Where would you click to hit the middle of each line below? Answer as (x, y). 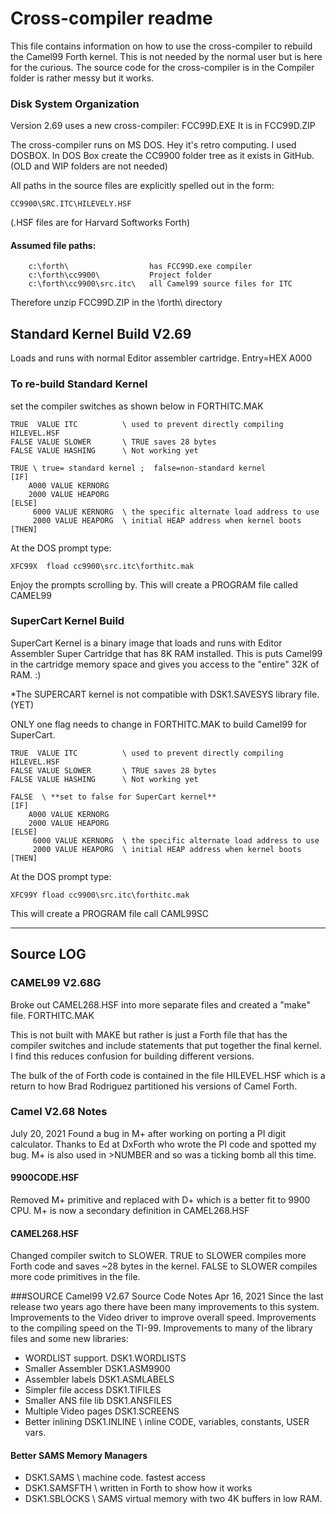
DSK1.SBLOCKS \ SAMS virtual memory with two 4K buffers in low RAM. (173, 1499)
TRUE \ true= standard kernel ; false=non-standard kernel (138, 468)
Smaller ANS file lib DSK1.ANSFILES (98, 1401)
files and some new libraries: (69, 1339)
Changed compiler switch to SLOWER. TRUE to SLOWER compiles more (158, 1256)
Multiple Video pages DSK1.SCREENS (102, 1411)
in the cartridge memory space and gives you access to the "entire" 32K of (165, 664)
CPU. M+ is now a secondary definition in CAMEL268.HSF (130, 1211)
